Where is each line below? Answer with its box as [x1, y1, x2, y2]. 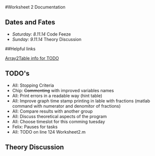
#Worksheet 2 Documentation [5, 4, 66, 10]
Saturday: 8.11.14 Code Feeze [12, 31, 71, 37]
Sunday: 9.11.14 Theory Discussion [12, 36, 82, 42]
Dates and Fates [5, 18, 55, 26]
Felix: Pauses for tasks [12, 124, 58, 130]
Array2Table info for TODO [5, 55, 59, 61]
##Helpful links [5, 46, 36, 52]
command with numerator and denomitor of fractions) [12, 103, 121, 109]
